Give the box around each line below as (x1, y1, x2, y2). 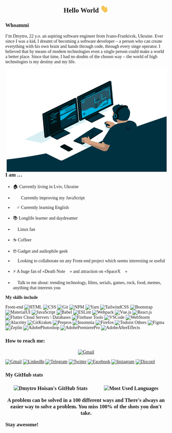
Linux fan (17, 227, 36, 232)
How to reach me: (5, 337, 45, 344)
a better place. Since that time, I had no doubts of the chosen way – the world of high (5, 54, 158, 59)
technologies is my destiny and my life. (5, 59, 76, 64)
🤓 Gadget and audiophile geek (12, 249, 68, 254)
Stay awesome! (5, 421, 39, 428)
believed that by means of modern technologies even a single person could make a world (5, 49, 165, 54)
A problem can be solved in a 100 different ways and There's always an (7, 397, 165, 403)
